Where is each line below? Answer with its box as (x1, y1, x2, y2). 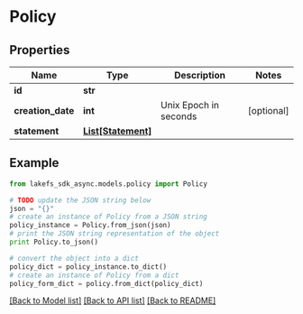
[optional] (247, 105, 289, 116)
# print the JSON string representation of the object (9, 229, 220, 238)
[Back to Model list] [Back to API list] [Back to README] (9, 295, 216, 306)
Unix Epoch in (161, 99, 219, 111)
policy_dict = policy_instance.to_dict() (9, 262, 168, 272)
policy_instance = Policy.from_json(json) (9, 221, 171, 230)
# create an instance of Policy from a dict (9, 271, 179, 280)
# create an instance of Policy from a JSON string (9, 212, 207, 222)
